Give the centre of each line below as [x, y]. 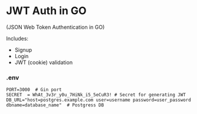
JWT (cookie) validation [43, 62]
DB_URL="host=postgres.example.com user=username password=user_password [99, 100]
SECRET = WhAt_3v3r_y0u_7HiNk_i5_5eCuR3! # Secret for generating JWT [96, 95]
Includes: [17, 38]
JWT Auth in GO [46, 11]
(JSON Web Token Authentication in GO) [55, 27]
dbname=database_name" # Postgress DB [55, 105]
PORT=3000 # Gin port [34, 90]
